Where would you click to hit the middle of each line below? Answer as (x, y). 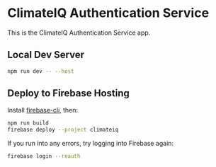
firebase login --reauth (44, 156)
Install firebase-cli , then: (43, 110)
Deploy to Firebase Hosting (68, 93)
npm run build (28, 123)
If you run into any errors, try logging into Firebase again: (91, 144)
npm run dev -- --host (41, 71)
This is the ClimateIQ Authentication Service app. (79, 33)
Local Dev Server (46, 55)
